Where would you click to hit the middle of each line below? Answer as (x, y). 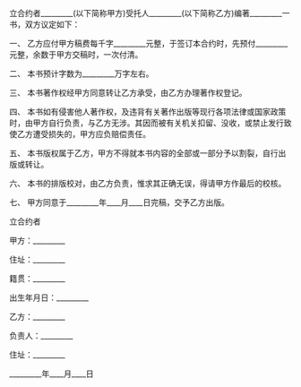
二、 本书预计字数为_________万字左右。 (82, 73)
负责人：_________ (41, 335)
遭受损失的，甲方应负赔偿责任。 (91, 134)
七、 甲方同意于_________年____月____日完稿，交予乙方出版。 (120, 202)
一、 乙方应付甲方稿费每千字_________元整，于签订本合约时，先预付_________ (149, 43)
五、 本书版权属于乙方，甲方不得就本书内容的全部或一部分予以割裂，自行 (144, 153)
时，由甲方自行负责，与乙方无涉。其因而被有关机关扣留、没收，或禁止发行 (146, 123)
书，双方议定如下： (45, 24)
